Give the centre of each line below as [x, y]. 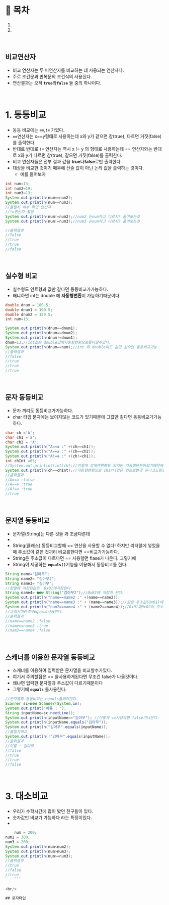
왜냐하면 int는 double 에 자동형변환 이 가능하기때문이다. [66, 295]
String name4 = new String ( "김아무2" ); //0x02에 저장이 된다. [65, 593]
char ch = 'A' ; [20, 433]
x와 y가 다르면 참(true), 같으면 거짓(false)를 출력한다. [70, 155]
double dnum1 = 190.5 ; [29, 310]
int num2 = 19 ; [19, 188]
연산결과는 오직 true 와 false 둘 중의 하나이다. [57, 83]
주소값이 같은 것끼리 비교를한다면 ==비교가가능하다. [69, 552]
